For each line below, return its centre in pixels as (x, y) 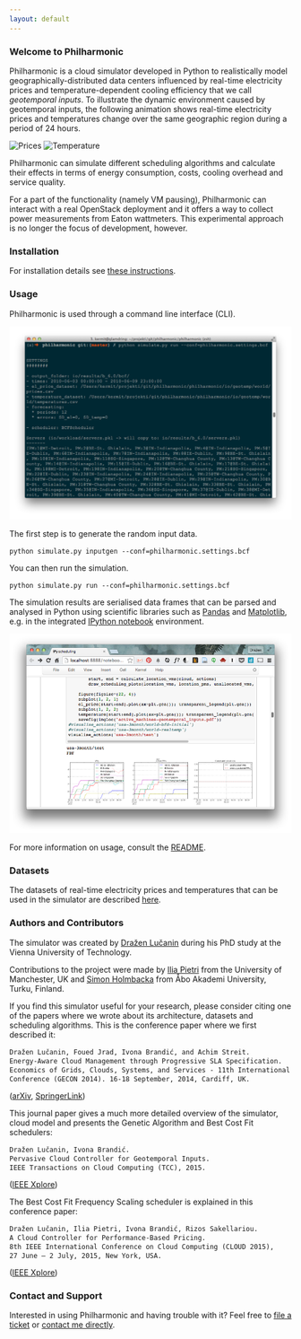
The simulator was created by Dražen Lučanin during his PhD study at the (146, 942)
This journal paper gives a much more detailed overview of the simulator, (144, 1113)
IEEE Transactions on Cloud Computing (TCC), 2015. (107, 1168)
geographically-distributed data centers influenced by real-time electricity (146, 80)
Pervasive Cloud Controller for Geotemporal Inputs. (110, 1159)
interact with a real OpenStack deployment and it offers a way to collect (142, 209)
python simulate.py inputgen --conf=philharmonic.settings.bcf (130, 551)
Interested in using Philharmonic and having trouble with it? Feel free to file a (150, 1315)
